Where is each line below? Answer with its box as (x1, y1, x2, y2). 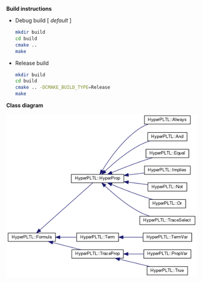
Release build (15, 59, 50, 66)
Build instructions (6, 5, 52, 12)
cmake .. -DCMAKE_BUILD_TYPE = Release (15, 85, 111, 91)
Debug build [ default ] (15, 17, 72, 24)
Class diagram (6, 102, 44, 109)
